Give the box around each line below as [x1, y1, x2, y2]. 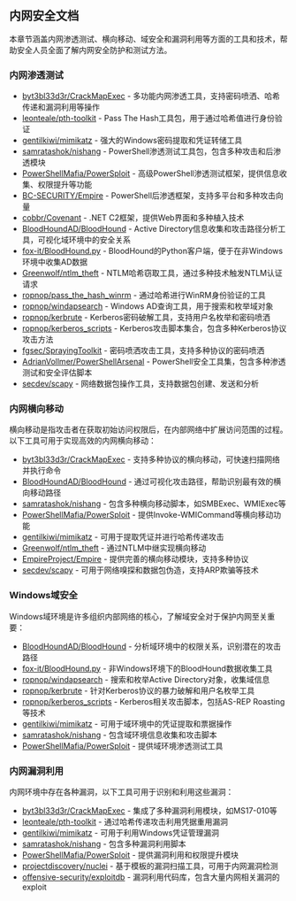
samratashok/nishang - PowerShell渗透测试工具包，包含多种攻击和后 [21, 146, 274, 157]
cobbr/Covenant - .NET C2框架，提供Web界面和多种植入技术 [21, 212, 245, 223]
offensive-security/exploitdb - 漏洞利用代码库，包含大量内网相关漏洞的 [21, 872, 280, 882]
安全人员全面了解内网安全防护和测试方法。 [16, 44, 172, 55]
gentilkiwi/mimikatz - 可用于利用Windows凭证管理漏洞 [21, 828, 219, 838]
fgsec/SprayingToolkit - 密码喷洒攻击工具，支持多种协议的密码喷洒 [21, 345, 265, 356]
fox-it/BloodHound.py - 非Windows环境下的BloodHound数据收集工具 [21, 663, 273, 674]
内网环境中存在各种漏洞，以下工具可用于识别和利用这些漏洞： [9, 787, 234, 797]
